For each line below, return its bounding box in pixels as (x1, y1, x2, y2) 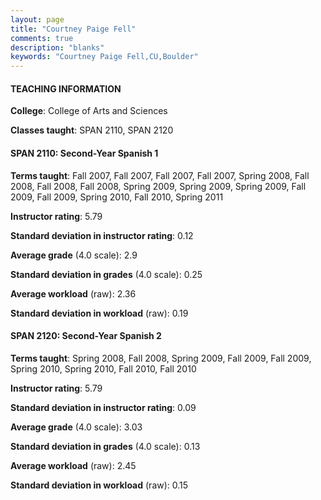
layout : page (10, 14, 65, 25)
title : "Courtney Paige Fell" (10, 24, 137, 34)
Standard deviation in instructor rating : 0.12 (10, 229, 194, 241)
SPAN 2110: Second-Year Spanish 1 (10, 147, 159, 159)
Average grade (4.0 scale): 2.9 (10, 249, 138, 261)
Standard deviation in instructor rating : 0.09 (10, 401, 197, 413)
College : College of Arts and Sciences (10, 105, 168, 117)
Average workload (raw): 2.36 (10, 287, 137, 300)
